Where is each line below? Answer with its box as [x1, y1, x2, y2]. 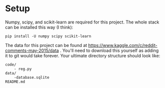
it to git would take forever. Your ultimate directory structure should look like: [5, 52, 161, 59]
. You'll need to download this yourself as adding [60, 47, 159, 53]
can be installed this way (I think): [5, 24, 73, 30]
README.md [5, 79, 26, 84]
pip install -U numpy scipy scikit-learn [5, 34, 92, 39]
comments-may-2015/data [5, 47, 59, 53]
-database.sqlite [14, 75, 50, 80]
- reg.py [14, 66, 32, 71]
